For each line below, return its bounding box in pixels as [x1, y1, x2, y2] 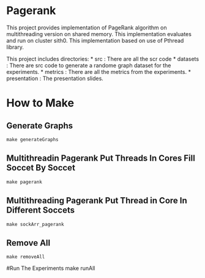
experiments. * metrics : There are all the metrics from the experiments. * [6, 68, 192, 75]
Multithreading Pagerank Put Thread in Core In [6, 196, 188, 206]
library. [6, 43, 24, 51]
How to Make [6, 96, 75, 110]
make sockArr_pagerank [6, 221, 64, 227]
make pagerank [6, 178, 43, 185]
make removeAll [6, 254, 45, 260]
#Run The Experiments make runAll [6, 265, 95, 272]
